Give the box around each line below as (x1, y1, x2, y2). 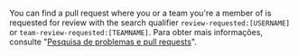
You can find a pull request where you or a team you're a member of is (9, 8, 272, 18)
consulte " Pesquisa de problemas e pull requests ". (9, 36, 197, 47)
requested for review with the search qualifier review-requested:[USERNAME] (9, 17, 291, 28)
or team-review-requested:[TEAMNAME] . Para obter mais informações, (9, 27, 264, 37)
